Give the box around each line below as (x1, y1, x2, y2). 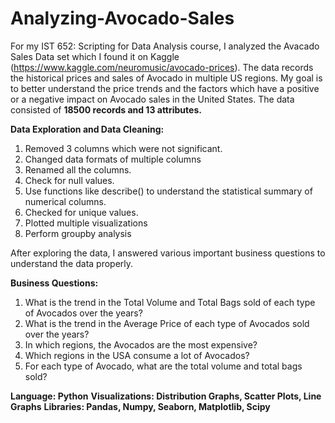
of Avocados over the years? (24, 307, 143, 319)
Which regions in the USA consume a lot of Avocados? (24, 349, 250, 361)
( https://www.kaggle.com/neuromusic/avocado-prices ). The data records (10, 61, 314, 73)
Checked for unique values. (24, 206, 139, 218)
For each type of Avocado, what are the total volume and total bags (24, 360, 303, 372)
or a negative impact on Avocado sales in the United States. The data (10, 93, 295, 105)
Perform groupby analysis (24, 227, 132, 239)
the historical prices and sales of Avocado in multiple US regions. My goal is (10, 72, 323, 84)
